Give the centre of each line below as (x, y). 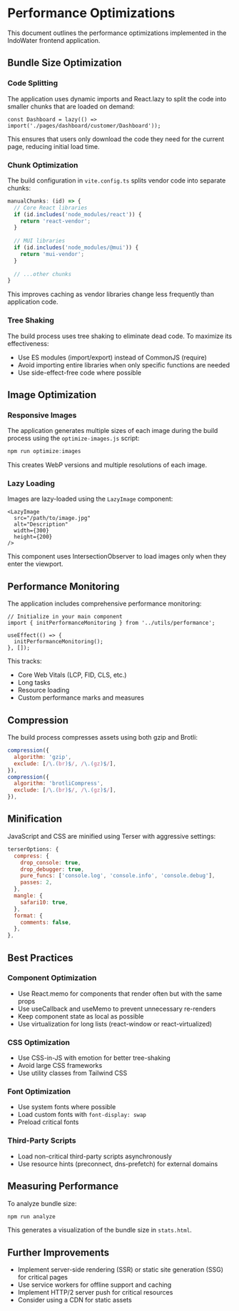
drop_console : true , (51, 862)
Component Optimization (52, 978)
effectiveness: (28, 343)
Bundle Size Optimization (65, 63)
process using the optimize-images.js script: (73, 438)
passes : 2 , (36, 882)
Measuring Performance (63, 1187)
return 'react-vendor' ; (56, 221)
